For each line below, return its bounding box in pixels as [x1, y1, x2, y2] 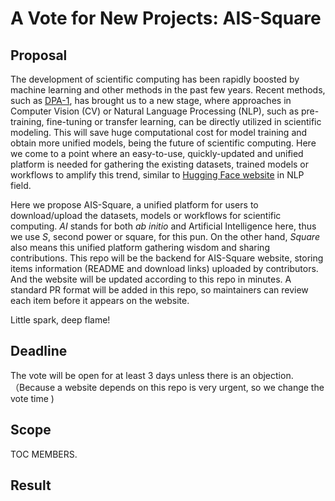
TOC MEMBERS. [10, 448, 78, 460]
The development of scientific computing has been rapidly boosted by [10, 73, 300, 85]
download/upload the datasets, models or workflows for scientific [10, 210, 282, 221]
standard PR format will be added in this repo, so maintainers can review [10, 284, 309, 296]
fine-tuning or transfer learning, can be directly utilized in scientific [46, 116, 322, 127]
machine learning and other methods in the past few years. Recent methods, [10, 84, 326, 96]
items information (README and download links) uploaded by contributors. [10, 263, 319, 274]
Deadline [10, 343, 68, 360]
